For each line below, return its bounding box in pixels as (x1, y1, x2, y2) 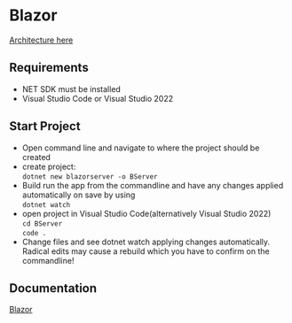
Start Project (9, 119, 82, 134)
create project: (21, 161, 76, 172)
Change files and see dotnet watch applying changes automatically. (21, 236, 271, 247)
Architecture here (9, 35, 74, 45)
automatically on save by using (21, 189, 136, 200)
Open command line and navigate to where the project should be (21, 142, 260, 153)
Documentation (9, 281, 98, 296)
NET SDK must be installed (21, 83, 122, 94)
